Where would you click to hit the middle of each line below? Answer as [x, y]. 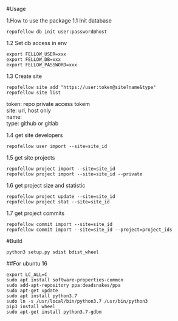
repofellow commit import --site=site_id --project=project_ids [89, 230]
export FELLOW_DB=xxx [34, 60]
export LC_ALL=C [27, 275]
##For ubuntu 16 [27, 263]
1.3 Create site [24, 76]
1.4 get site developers [35, 135]
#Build [14, 241]
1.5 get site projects [31, 157]
